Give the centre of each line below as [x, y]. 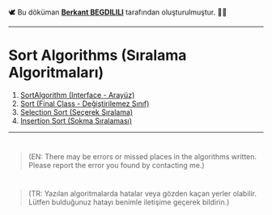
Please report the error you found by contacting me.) [116, 166]
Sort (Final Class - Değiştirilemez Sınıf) [85, 103]
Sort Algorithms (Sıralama [98, 55]
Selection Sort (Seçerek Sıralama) [76, 112]
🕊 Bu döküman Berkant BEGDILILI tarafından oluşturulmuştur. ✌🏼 [118, 12]
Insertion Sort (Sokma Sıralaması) [76, 120]
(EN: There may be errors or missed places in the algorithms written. [142, 157]
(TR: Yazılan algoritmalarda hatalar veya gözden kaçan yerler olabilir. [142, 194]
